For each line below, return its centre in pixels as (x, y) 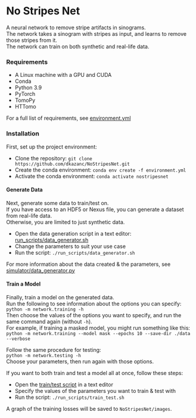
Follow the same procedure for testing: (54, 349)
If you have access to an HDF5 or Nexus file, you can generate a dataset (95, 209)
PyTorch (25, 94)
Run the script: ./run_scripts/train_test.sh (69, 397)
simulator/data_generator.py (41, 270)
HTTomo (26, 107)
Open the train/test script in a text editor (64, 384)
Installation (23, 134)
